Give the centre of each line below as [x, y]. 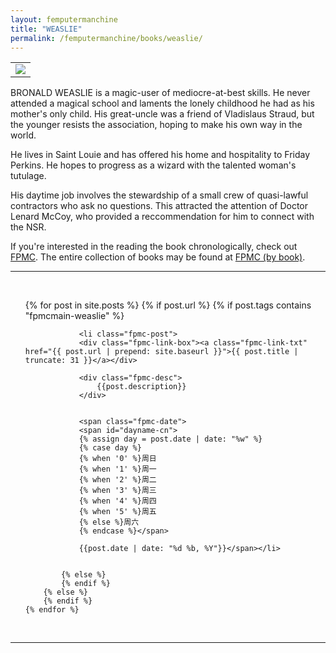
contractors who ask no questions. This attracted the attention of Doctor [159, 206]
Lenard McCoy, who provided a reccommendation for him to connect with [162, 217]
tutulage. [28, 176]
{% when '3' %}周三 [117, 491]
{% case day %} [110, 448]
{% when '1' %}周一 [117, 469]
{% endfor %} [52, 610]
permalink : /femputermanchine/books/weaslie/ [106, 38]
